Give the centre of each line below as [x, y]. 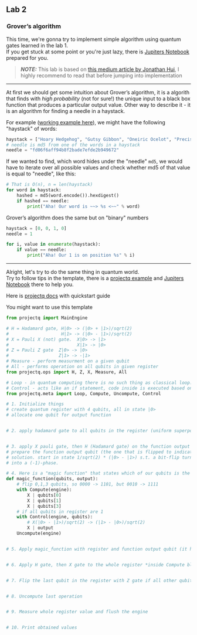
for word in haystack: [34, 190]
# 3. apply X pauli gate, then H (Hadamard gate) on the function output [98, 446]
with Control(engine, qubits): [55, 517]
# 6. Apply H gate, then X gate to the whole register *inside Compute [95, 565]
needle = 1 [19, 234]
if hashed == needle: [43, 201]
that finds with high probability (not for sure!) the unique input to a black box [98, 99]
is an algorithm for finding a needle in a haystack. [66, 111]
